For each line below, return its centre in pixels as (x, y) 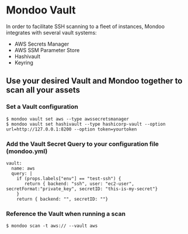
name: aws (23, 168)
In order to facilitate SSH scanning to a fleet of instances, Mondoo (86, 26)
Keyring (24, 63)
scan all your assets (43, 90)
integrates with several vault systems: (52, 32)
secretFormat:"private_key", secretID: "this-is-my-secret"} (82, 189)
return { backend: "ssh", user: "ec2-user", (79, 184)
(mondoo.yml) (27, 151)
